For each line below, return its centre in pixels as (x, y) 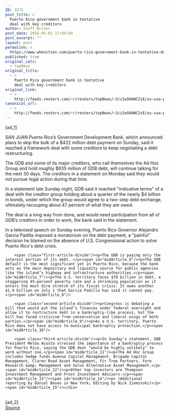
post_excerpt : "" (23, 38)
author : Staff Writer (28, 29)
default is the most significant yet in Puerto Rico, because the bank (82, 264)
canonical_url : (21, 104)
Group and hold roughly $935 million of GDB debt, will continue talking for (82, 168)
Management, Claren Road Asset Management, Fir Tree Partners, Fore (78, 361)
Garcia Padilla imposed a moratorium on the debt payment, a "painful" (78, 235)
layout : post (19, 43)
